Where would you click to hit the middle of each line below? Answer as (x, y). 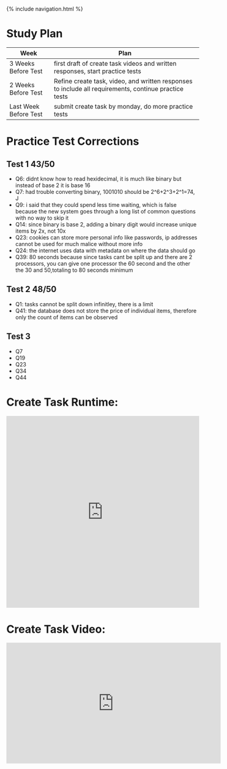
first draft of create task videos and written (115, 63)
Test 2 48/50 (32, 289)
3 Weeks (22, 63)
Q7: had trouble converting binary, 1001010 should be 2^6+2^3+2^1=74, (105, 191)
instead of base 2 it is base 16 (53, 185)
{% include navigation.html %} (45, 9)
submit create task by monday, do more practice (124, 106)
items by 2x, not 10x (40, 231)
